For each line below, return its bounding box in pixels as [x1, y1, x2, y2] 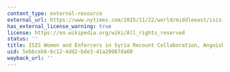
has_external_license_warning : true [7, 23, 112, 29]
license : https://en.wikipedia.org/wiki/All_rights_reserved [7, 29, 186, 36]
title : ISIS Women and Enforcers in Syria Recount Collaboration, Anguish [7, 42, 225, 49]
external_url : [7, 16, 48, 23]
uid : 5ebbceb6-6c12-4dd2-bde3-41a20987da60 [7, 49, 133, 56]
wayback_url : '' [7, 55, 53, 62]
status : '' [7, 36, 38, 43]
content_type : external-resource [7, 10, 103, 17]
